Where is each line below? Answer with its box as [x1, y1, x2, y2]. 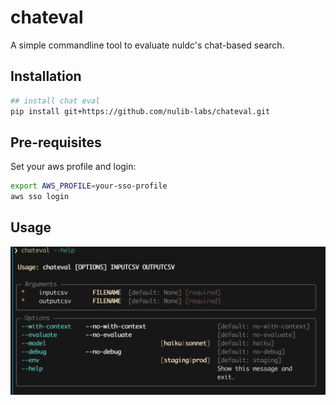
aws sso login [10, 192, 70, 202]
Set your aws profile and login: [10, 161, 137, 173]
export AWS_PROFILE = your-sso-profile [10, 181, 168, 191]
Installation [10, 68, 82, 85]
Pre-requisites [10, 134, 102, 151]
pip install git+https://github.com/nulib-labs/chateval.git [10, 106, 271, 116]
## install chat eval [10, 96, 101, 106]
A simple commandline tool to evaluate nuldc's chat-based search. [10, 39, 285, 51]
